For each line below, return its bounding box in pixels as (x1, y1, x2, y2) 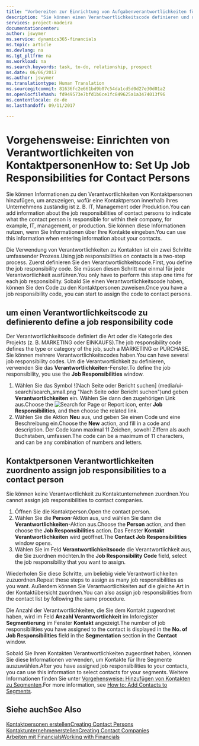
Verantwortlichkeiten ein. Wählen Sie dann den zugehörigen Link (14, 395, 176, 402)
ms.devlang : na (6, 47, 44, 53)
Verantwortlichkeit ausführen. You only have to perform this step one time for (6, 271, 193, 279)
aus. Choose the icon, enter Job (14, 401, 163, 408)
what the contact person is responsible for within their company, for (6, 216, 172, 223)
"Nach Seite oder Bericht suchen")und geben (77, 388, 188, 395)
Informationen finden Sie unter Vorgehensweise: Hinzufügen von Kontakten (6, 675, 191, 682)
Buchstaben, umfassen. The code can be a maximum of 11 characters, (14, 433, 185, 440)
